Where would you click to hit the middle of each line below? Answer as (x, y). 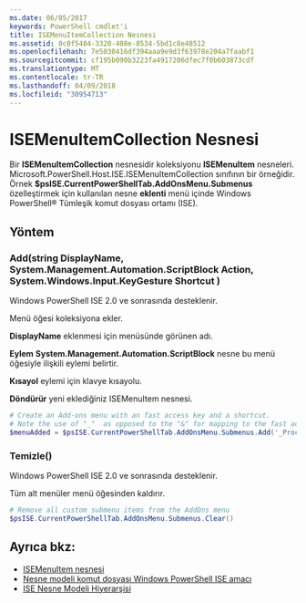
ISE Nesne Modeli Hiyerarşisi (77, 588)
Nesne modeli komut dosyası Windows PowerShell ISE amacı (137, 578)
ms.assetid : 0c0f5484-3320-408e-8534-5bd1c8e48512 (107, 43)
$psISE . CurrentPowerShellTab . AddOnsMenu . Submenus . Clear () (122, 518)
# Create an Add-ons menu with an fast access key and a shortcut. (140, 416)
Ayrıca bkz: (42, 547)
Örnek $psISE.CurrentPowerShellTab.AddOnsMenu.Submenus (131, 184)
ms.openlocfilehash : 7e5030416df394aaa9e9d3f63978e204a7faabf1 (132, 52)
